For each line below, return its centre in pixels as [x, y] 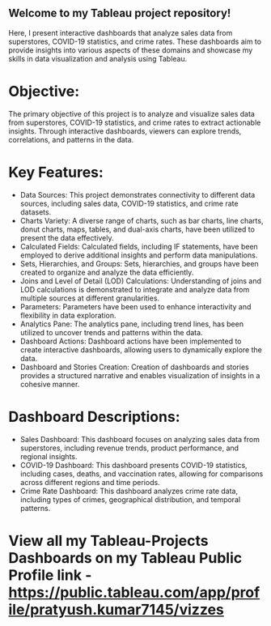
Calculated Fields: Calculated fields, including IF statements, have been [139, 246]
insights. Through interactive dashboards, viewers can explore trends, [125, 131]
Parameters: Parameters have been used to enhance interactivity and [135, 306]
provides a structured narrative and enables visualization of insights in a [140, 375]
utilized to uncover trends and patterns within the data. [112, 332]
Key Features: [56, 172]
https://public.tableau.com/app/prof [134, 592]
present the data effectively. [67, 237]
